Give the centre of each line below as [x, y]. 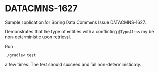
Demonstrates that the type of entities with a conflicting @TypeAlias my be [79, 31]
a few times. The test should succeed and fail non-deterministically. [73, 64]
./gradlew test [21, 55]
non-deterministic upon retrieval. [38, 37]
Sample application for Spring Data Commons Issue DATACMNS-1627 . [76, 22]
